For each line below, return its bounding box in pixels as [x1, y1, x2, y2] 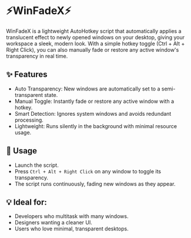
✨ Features [6, 69, 48, 79]
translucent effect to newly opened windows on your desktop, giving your [6, 33, 185, 41]
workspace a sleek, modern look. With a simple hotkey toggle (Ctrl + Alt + [6, 40, 185, 47]
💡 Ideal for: [6, 197, 47, 207]
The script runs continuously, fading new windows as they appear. [14, 180, 176, 187]
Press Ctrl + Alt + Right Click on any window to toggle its [14, 167, 162, 175]
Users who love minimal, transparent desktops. [14, 225, 129, 232]
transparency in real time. [6, 52, 68, 59]
